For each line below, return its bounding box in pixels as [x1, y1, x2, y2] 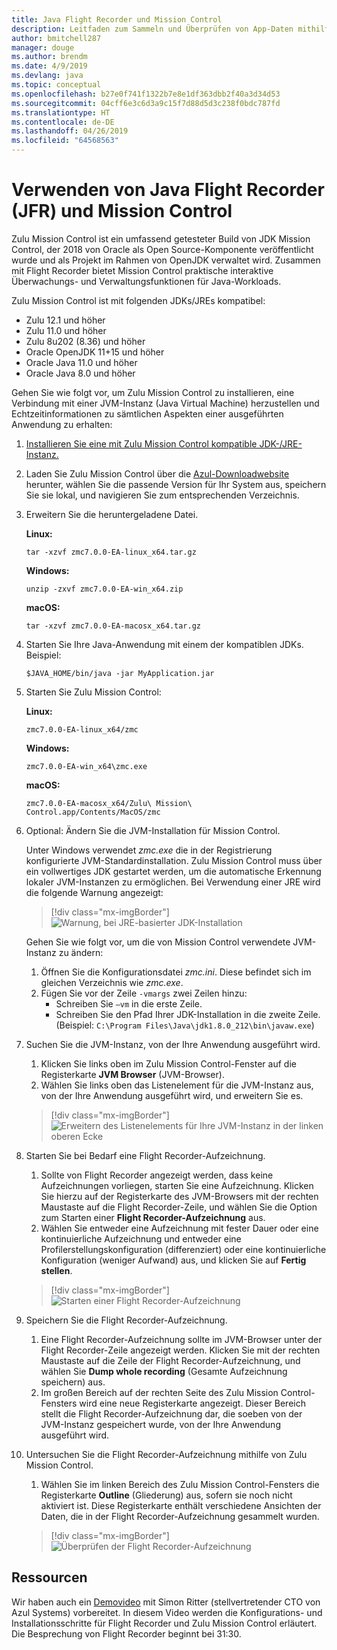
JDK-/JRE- [259, 437, 303, 450]
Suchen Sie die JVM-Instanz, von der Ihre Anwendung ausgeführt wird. [25, 1038, 321, 1050]
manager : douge [11, 42, 75, 53]
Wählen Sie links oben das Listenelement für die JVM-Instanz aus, [40, 1079, 314, 1091]
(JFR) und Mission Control [11, 200, 233, 223]
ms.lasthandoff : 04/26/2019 [11, 126, 129, 136]
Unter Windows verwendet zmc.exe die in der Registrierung [25, 844, 273, 856]
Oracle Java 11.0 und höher [25, 356, 138, 368]
